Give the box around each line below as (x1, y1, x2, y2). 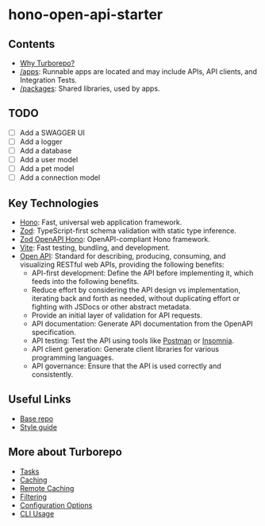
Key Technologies (8, 197, 99, 210)
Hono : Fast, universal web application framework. (19, 217, 182, 227)
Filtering (19, 492, 48, 501)
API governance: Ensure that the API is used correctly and (31, 361, 222, 371)
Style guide (19, 422, 58, 431)
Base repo (19, 414, 54, 423)
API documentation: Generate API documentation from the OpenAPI (31, 319, 253, 328)
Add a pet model (19, 164, 75, 173)
